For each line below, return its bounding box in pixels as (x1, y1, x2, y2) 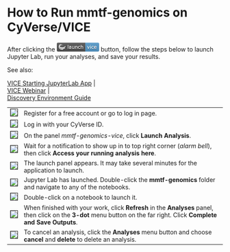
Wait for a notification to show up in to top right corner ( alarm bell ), (23, 142, 212, 150)
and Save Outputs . (23, 218, 78, 227)
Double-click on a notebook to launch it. (23, 194, 138, 202)
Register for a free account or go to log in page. (23, 108, 157, 117)
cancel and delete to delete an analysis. (23, 235, 137, 243)
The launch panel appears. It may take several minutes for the (23, 159, 197, 167)
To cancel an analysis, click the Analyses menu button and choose (23, 228, 212, 236)
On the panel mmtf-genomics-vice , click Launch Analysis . (23, 132, 192, 140)
